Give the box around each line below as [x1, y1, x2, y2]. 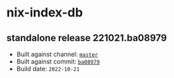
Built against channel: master [16, 50, 98, 58]
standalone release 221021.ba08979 [6, 32, 167, 44]
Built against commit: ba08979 [16, 57, 100, 66]
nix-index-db [6, 5, 84, 21]
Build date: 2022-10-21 [16, 65, 80, 73]
